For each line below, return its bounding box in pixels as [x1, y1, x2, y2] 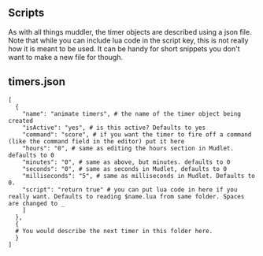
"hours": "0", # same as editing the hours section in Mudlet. [22, 144, 235, 152]
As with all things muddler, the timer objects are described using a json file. [8, 27, 252, 36]
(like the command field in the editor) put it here [8, 137, 185, 145]
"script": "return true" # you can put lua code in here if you [22, 185, 238, 194]
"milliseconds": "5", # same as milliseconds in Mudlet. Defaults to [22, 172, 256, 180]
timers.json [8, 75, 65, 89]
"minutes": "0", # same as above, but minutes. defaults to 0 [22, 158, 231, 166]
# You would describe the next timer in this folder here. [15, 227, 213, 235]
